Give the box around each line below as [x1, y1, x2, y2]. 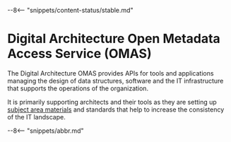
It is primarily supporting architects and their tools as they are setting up [7, 97, 217, 106]
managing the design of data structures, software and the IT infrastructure [7, 76, 224, 85]
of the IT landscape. [7, 112, 66, 121]
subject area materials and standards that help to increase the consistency [7, 105, 225, 114]
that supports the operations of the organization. [7, 84, 149, 93]
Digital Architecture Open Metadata [7, 31, 220, 47]
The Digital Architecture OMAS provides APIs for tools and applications [7, 69, 214, 77]
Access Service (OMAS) [7, 46, 152, 62]
